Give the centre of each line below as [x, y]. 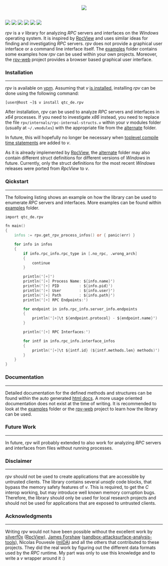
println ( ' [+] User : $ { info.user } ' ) [69, 291]
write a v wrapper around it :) [35, 558]
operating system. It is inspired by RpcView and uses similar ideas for [77, 38]
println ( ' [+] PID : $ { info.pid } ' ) [68, 286]
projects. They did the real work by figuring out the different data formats [80, 547]
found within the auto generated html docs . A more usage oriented [74, 398]
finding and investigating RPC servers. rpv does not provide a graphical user [84, 44]
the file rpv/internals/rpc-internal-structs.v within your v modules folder [83, 123]
